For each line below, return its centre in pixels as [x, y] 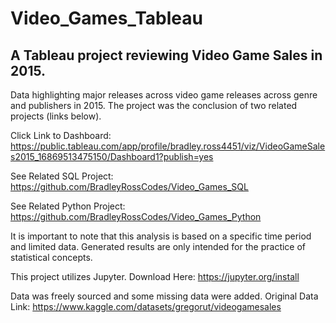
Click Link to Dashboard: [61, 135]
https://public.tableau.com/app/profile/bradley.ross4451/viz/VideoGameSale [168, 146]
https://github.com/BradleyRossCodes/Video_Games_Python [136, 216]
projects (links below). [56, 116]
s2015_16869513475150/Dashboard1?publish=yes [112, 156]
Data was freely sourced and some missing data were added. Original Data [164, 296]
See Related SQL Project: [62, 176]
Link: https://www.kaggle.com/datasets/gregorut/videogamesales [146, 306]
